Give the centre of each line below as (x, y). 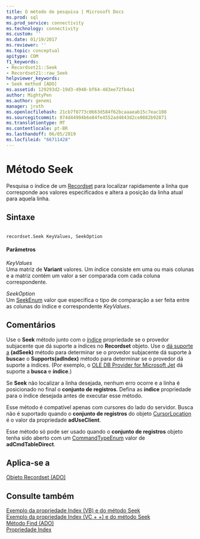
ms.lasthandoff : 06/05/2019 (41, 134)
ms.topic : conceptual (33, 51)
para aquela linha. (28, 199)
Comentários (31, 325)
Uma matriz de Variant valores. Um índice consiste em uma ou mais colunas (100, 269)
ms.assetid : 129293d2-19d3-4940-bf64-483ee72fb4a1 (70, 90)
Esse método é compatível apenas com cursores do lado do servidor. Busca (100, 407)
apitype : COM (22, 56)
